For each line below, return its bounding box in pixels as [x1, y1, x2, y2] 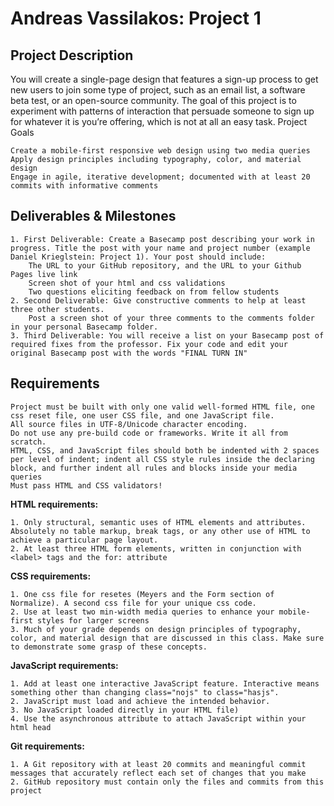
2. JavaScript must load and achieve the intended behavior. [10, 696, 271, 706]
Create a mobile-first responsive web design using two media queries [10, 146, 311, 156]
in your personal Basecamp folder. [10, 322, 159, 332]
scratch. [10, 437, 47, 447]
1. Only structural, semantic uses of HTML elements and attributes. [10, 517, 307, 527]
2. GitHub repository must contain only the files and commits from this [10, 777, 325, 787]
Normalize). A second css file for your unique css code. [10, 598, 257, 608]
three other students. [10, 304, 105, 314]
